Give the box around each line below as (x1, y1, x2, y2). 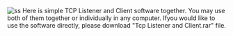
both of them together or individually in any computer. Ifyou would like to (7, 14, 216, 22)
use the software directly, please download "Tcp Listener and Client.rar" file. (7, 21, 226, 29)
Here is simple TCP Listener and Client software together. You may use (22, 7, 225, 15)
